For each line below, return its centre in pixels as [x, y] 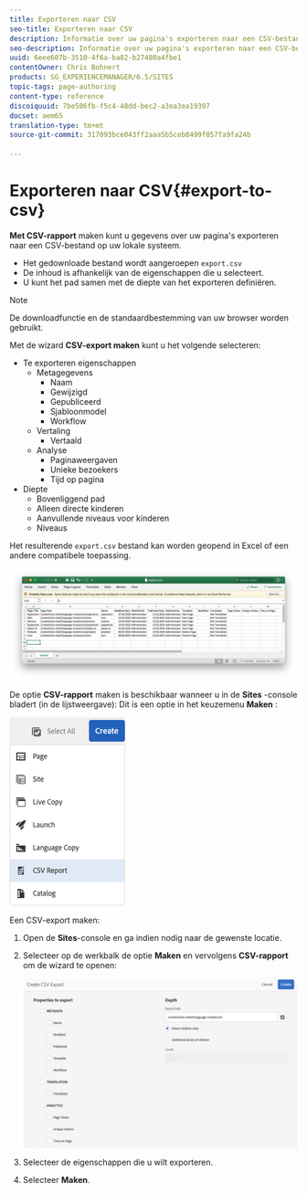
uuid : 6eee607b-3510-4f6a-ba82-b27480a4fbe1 [95, 58]
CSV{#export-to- [205, 191]
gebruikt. [26, 327]
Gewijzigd [69, 392]
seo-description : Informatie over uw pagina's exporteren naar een [141, 48]
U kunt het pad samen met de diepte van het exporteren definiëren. [149, 282]
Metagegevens [64, 372]
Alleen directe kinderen [80, 508]
